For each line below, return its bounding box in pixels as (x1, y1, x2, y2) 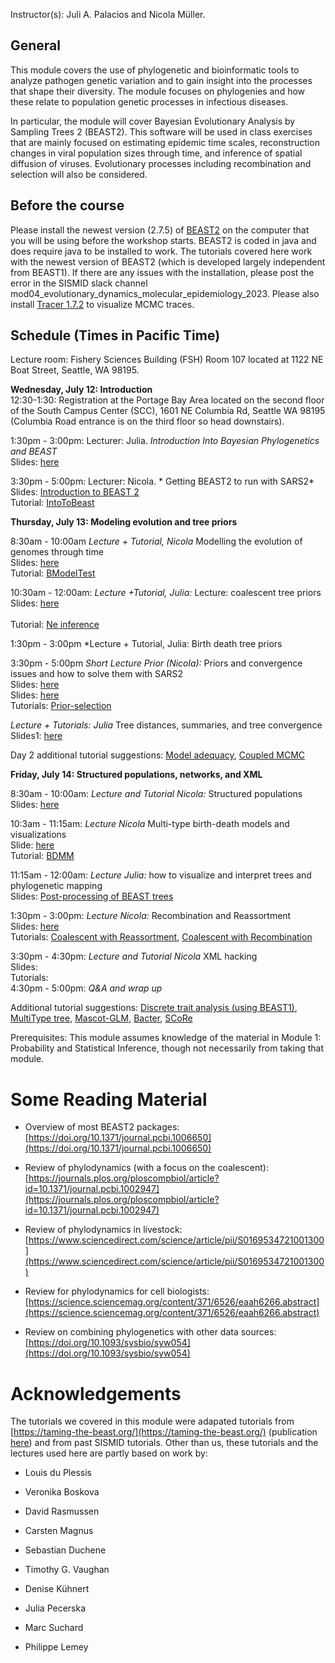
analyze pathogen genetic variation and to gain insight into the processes (10, 74, 313, 86)
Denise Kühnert (24, 1583, 90, 1595)
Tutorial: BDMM (10, 850, 75, 862)
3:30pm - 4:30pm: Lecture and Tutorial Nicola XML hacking (10, 950, 258, 963)
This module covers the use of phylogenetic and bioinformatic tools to (10, 64, 300, 76)
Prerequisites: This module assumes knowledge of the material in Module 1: (10, 1032, 322, 1044)
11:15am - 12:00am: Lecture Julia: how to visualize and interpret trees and (10, 869, 312, 881)
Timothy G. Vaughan (24, 1564, 110, 1576)
